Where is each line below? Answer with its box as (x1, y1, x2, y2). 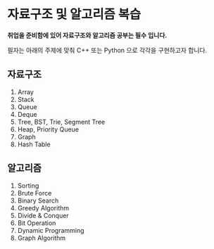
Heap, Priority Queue (17, 124, 80, 134)
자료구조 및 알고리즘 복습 (7, 6, 141, 23)
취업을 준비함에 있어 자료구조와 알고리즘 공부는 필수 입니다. (7, 31, 168, 39)
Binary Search (17, 196, 59, 205)
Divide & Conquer (17, 211, 69, 219)
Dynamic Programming (17, 226, 84, 234)
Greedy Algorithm (17, 203, 70, 212)
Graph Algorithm (17, 234, 66, 242)
